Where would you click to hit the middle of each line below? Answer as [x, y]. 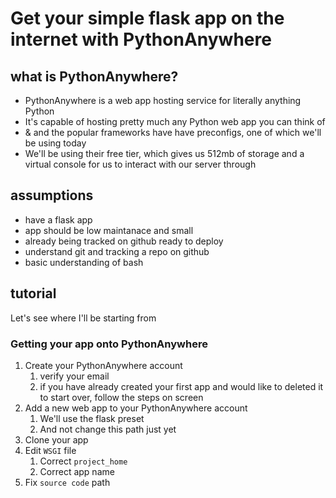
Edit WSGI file [50, 450]
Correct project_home [83, 461]
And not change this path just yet [108, 429]
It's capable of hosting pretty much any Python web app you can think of [175, 121]
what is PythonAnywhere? [94, 76]
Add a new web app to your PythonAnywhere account [136, 408]
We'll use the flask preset [92, 418]
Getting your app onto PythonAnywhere [109, 344]
